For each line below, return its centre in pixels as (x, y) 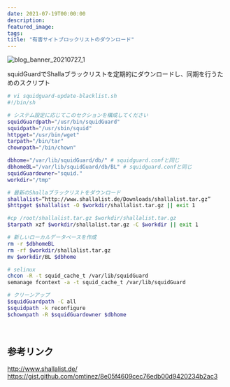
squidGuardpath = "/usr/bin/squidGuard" (64, 122)
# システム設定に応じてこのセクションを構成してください (78, 115)
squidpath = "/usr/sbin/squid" (50, 128)
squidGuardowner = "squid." (45, 173)
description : (26, 20)
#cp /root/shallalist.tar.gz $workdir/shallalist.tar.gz (92, 218)
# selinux (22, 269)
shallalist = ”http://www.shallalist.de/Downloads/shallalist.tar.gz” (109, 199)
